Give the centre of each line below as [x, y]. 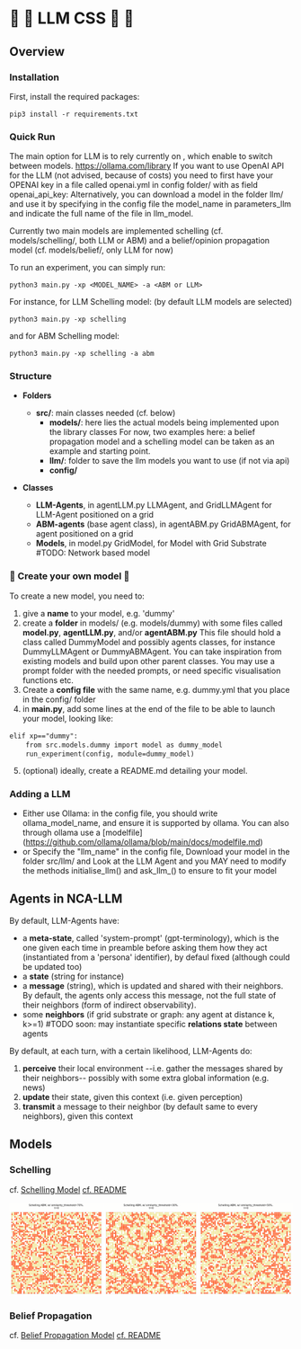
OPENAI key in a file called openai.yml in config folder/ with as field [134, 185]
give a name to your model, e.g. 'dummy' [98, 613]
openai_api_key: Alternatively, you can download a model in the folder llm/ [146, 195]
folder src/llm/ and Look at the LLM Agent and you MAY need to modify [154, 861]
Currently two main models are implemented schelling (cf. [116, 231]
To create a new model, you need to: [77, 596]
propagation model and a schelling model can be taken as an [162, 442]
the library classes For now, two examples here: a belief [152, 432]
